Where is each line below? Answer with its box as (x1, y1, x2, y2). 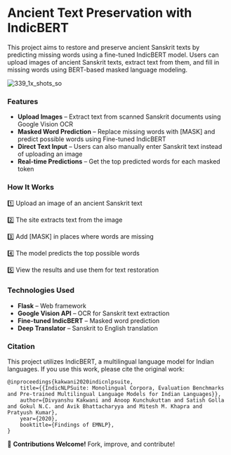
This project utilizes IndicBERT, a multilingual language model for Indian (7, 357, 214, 366)
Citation (7, 341, 35, 351)
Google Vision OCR (17, 120, 74, 128)
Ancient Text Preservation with (7, 5, 192, 21)
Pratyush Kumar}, (7, 409, 58, 416)
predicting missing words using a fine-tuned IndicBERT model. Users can (7, 51, 219, 59)
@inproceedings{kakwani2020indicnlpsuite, (7, 378, 133, 385)
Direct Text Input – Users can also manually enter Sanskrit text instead (17, 143, 223, 151)
